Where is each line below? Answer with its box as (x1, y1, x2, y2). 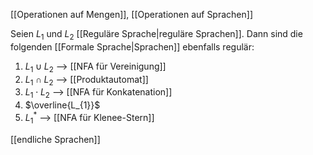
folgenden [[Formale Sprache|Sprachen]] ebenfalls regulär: (10, 40, 255, 53)
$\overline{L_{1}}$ (24, 99, 101, 111)
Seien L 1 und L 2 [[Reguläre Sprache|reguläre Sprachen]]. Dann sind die (10, 28, 303, 42)
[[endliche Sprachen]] (10, 133, 101, 145)
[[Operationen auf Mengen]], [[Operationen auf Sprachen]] (10, 9, 253, 20)
